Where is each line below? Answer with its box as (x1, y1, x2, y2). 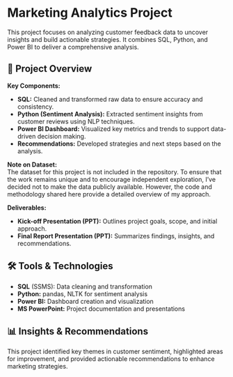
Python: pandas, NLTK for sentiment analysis (17, 289, 148, 298)
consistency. (17, 102, 54, 111)
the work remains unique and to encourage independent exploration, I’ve (7, 175, 216, 183)
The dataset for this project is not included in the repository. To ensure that (7, 167, 222, 176)
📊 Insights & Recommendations (7, 325, 148, 337)
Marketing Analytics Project (7, 5, 172, 21)
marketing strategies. (7, 362, 68, 371)
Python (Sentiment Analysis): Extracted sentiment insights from (17, 109, 203, 118)
